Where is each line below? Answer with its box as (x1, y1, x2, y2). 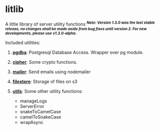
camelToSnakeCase (20, 114, 62, 120)
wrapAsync (20, 119, 44, 125)
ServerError (20, 103, 45, 109)
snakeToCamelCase (20, 108, 61, 114)
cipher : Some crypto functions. (12, 59, 78, 65)
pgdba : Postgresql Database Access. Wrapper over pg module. (12, 49, 144, 55)
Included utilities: (5, 39, 41, 46)
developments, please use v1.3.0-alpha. (5, 31, 77, 36)
